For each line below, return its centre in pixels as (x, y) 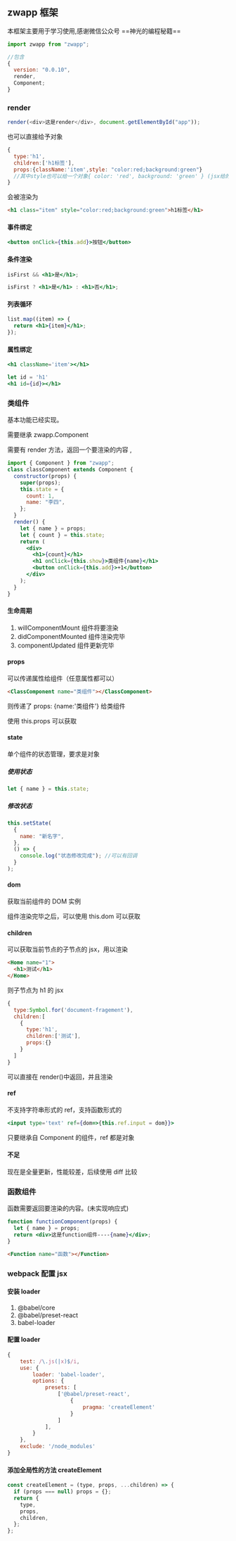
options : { (48, 1381)
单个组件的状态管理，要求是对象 (53, 754)
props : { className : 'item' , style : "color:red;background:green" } (108, 170)
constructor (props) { (45, 476)
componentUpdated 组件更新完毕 (66, 645)
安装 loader (24, 1292)
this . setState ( (29, 823)
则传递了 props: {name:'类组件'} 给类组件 (66, 706)
